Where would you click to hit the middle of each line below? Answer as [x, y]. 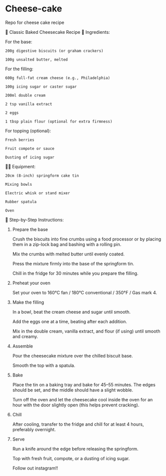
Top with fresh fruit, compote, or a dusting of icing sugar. [71, 458]
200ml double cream [25, 95]
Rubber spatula [21, 202]
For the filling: [19, 69]
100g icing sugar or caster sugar [41, 87]
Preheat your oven [31, 283]
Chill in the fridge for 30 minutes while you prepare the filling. [75, 273]
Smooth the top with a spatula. [44, 365]
